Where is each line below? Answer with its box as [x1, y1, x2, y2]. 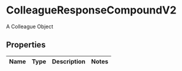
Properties [6, 40, 46, 50]
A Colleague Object [6, 23, 54, 30]
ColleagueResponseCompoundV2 [6, 4, 177, 17]
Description [52, 57, 85, 65]
